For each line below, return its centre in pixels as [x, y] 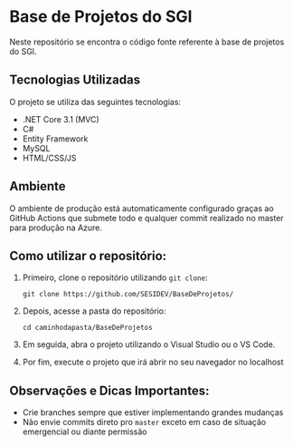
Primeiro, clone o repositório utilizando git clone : [115, 277]
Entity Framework [55, 139]
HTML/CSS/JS [49, 158]
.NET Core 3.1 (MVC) [61, 119]
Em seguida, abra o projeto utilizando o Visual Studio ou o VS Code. [149, 344]
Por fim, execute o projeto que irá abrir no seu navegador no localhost [153, 362]
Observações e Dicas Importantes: [109, 390]
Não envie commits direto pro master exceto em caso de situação [144, 422]
